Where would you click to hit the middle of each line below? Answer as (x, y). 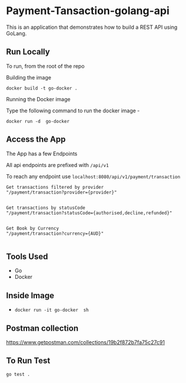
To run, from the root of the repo (45, 66)
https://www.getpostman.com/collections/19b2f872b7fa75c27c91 (86, 342)
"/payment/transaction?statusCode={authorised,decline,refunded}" (89, 213)
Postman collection (42, 328)
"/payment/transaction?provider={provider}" (62, 192)
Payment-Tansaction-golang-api (88, 11)
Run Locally (28, 52)
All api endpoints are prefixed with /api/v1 (57, 165)
